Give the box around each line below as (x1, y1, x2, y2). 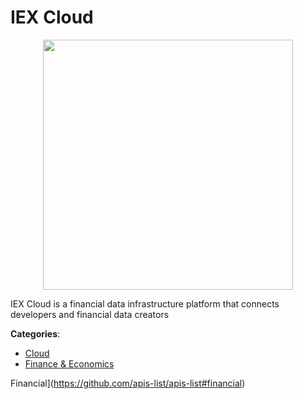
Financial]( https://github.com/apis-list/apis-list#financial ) (10, 377, 246, 389)
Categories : (10, 327, 61, 340)
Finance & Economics (24, 357, 115, 370)
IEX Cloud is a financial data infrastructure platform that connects (10, 297, 280, 310)
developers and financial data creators (10, 308, 170, 320)
